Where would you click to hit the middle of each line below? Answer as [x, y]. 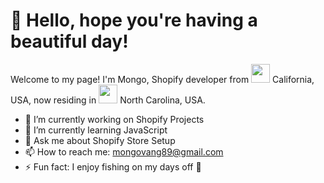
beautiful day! [69, 41]
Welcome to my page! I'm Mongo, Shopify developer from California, [162, 79]
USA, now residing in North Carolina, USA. [108, 100]
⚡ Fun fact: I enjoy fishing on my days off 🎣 [113, 166]
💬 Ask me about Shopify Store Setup [100, 140]
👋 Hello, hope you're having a [134, 20]
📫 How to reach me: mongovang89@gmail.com [124, 151]
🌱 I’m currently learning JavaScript [96, 130]
